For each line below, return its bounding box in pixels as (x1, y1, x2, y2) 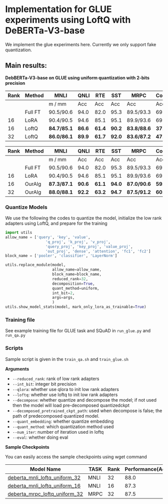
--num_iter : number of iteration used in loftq (12, 429, 104, 435)
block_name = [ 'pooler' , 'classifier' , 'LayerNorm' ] (5, 254, 117, 259)
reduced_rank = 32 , (52, 276, 88, 282)
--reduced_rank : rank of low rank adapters (12, 375, 99, 382)
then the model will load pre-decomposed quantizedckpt (12, 402, 130, 408)
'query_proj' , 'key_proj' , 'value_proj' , (45, 244, 133, 249)
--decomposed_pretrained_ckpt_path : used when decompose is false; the (12, 408, 162, 414)
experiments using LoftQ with (5, 14, 131, 26)
